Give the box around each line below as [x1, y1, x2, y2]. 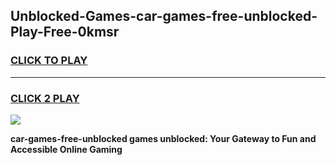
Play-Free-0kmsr [10, 24, 120, 41]
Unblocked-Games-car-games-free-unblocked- [10, 8, 318, 25]
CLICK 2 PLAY [10, 91, 80, 105]
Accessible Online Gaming [10, 143, 123, 155]
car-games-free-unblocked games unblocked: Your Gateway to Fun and [10, 132, 317, 144]
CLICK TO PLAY [10, 54, 88, 68]
